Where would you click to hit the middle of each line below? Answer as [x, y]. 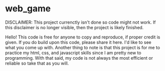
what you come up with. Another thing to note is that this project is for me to [83, 47]
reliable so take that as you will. [37, 63]
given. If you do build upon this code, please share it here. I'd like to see [78, 42]
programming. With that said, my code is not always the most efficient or [79, 58]
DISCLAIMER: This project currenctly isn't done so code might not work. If [81, 22]
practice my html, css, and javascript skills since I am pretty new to [73, 53]
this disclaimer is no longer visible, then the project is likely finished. [74, 27]
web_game [28, 9]
